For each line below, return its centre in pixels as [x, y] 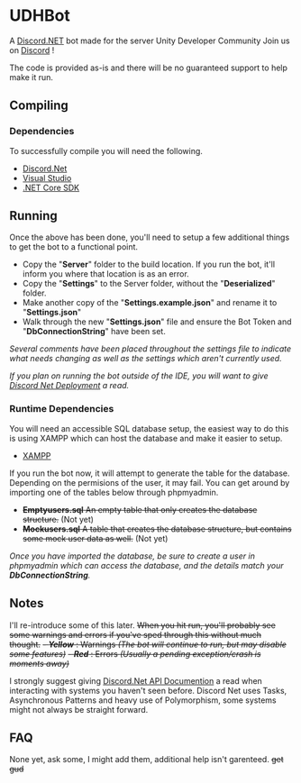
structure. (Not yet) [58, 519]
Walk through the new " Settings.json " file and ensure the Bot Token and [157, 322]
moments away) [40, 663]
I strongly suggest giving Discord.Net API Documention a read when [136, 680]
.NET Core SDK [51, 187]
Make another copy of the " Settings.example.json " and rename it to [150, 303]
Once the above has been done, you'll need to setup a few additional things [150, 237]
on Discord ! [32, 50]
